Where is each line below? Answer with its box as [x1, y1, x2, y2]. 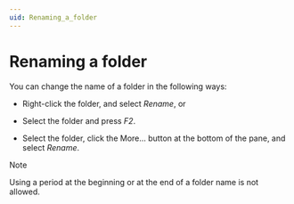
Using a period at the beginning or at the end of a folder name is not [9, 176, 259, 187]
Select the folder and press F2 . [21, 115, 136, 126]
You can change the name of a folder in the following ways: [9, 81, 227, 92]
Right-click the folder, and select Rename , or [21, 98, 186, 109]
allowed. [9, 186, 40, 197]
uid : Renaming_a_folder [9, 12, 98, 22]
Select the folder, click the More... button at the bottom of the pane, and [21, 133, 286, 143]
